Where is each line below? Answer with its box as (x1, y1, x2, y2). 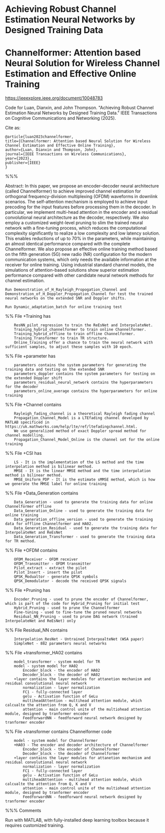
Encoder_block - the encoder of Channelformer (23, 747, 120, 752)
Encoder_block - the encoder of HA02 (23, 668, 100, 673)
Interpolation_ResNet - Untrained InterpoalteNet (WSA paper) (14, 637, 144, 642)
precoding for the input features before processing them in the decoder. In (5, 204, 156, 210)
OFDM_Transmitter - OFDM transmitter (14, 561, 92, 566)
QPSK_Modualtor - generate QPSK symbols (14, 574, 98, 580)
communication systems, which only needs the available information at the (5, 256, 157, 263)
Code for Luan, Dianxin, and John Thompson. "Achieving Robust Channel (5, 105, 154, 111)
